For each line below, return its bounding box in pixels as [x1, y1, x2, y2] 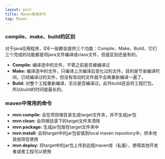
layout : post [5, 7, 32, 12]
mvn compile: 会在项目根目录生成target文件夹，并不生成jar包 [12, 112, 137, 117]
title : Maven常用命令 [5, 12, 47, 17]
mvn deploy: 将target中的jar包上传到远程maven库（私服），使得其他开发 [12, 142, 159, 148]
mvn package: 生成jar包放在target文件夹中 [12, 124, 99, 130]
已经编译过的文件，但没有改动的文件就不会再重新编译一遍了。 [21, 74, 146, 80]
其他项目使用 [12, 136, 38, 142]
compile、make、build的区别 [5, 33, 76, 40]
